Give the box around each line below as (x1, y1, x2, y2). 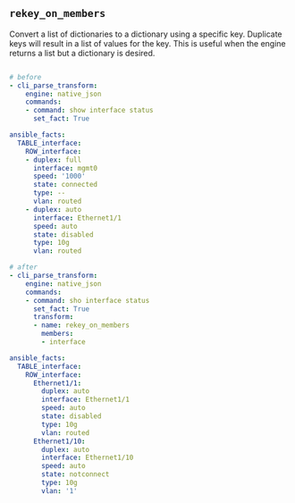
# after (9, 263, 38, 272)
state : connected (32, 180, 98, 189)
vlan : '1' (41, 486, 78, 495)
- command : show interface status (25, 106, 154, 115)
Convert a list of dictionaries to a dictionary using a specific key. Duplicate (9, 29, 283, 39)
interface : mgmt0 (32, 163, 98, 172)
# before (9, 72, 42, 81)
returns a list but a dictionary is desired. (9, 47, 156, 58)
